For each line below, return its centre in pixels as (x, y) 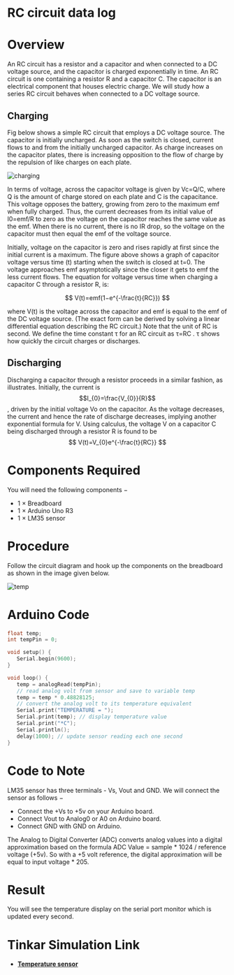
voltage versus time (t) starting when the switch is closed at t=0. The (106, 262)
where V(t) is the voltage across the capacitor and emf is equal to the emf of (117, 311)
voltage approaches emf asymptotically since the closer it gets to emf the (113, 269)
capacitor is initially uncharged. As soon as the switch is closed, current (111, 140)
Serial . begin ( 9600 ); (46, 659)
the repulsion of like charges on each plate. (70, 162)
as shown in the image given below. (59, 573)
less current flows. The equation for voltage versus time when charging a (112, 276)
